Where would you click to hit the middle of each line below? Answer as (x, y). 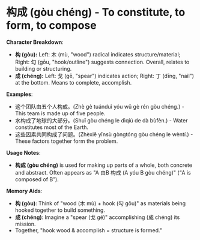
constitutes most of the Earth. (52, 127)
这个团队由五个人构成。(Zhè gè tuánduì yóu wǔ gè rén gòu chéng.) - (99, 106)
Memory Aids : (24, 191)
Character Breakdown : (35, 42)
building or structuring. (43, 68)
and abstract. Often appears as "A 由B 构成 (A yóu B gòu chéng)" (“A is (103, 172)
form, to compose (52, 25)
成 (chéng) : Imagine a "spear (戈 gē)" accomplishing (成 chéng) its (97, 217)
